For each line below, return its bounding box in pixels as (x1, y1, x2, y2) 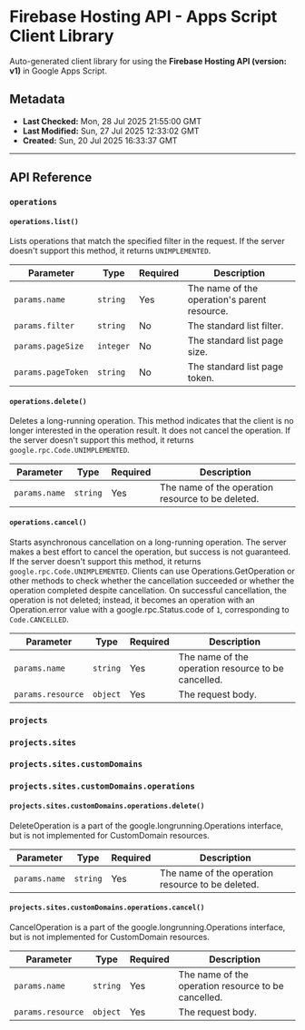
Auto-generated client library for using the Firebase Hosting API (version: (9, 55, 288, 66)
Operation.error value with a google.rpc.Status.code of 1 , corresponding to (9, 603, 290, 614)
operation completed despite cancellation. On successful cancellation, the (9, 584, 288, 595)
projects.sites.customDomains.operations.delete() (9, 801, 205, 810)
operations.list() (9, 217, 79, 226)
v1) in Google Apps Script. (9, 65, 107, 76)
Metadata (9, 92, 65, 107)
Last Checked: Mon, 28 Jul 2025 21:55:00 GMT (22, 115, 202, 126)
